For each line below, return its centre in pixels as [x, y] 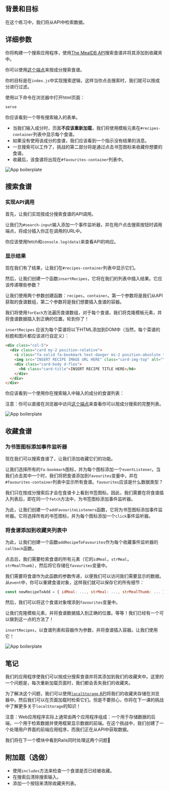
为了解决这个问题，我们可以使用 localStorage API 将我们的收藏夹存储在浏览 [82, 694]
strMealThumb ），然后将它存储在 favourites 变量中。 [58, 565]
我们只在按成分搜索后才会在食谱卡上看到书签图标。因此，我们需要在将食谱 [82, 493]
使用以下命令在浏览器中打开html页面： [45, 97]
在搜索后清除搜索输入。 [37, 777]
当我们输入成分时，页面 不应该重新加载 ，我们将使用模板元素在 [76, 128]
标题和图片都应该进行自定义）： [37, 336]
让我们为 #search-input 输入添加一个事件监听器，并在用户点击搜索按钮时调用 [84, 225]
